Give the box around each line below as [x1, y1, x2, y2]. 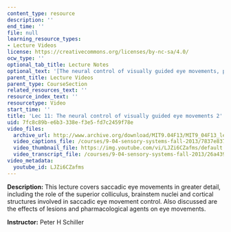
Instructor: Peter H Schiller [7, 218, 85, 226]
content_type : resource [7, 10, 76, 17]
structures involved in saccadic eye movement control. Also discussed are [7, 197, 218, 205]
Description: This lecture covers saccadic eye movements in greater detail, [7, 182, 221, 191]
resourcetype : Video [7, 100, 67, 107]
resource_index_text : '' [7, 94, 78, 101]
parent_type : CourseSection [7, 81, 88, 87]
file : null [7, 29, 38, 36]
